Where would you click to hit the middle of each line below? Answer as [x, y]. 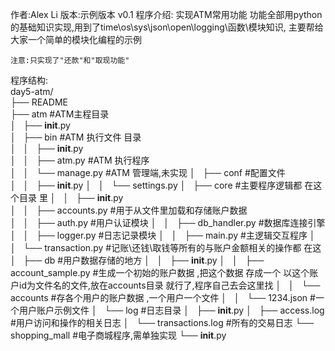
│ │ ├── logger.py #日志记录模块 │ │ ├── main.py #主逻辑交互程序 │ [163, 235]
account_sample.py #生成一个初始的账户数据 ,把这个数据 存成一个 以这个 [160, 272]
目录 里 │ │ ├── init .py [71, 197]
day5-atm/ [32, 91]
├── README [39, 102]
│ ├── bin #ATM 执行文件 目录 [76, 137]
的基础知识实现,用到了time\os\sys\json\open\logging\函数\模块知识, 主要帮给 [167, 27]
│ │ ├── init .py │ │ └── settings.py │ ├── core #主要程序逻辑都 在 [162, 185]
